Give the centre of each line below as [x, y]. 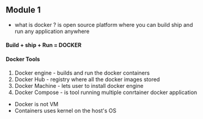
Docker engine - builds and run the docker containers [82, 73]
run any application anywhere [52, 31]
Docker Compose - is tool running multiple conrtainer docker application [106, 92]
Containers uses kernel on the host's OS [65, 110]
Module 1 [23, 10]
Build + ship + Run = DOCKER [44, 45]
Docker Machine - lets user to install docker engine [79, 85]
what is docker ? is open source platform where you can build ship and [104, 24]
